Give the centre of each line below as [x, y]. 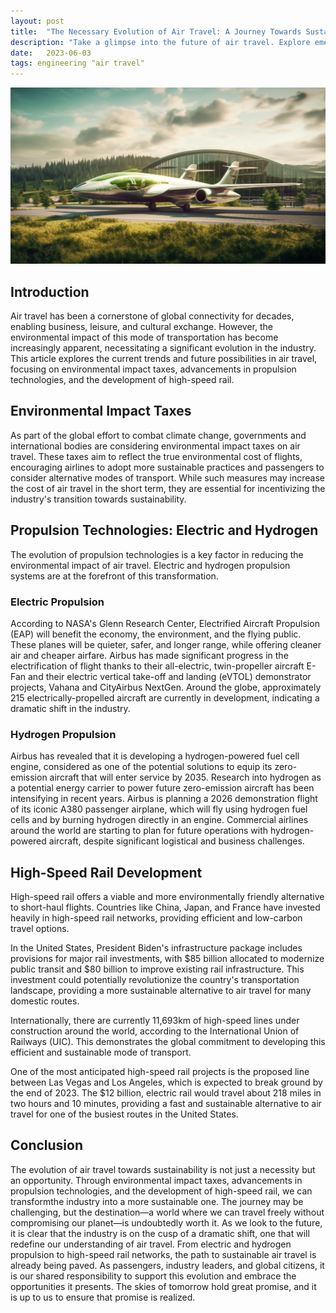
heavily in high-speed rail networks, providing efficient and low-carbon [156, 917]
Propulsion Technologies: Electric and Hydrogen [164, 530]
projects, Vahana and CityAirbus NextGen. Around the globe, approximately [166, 687]
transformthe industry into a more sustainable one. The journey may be [157, 1201]
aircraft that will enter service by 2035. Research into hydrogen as [185, 777]
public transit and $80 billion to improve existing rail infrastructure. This [157, 969]
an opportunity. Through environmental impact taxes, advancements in [156, 1180]
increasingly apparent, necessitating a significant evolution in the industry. [163, 347]
